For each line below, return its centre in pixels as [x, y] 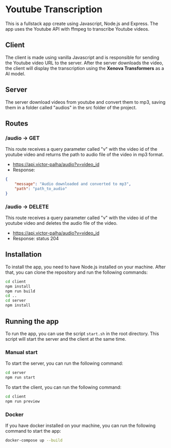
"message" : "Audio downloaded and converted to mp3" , [73, 184]
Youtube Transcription [54, 9]
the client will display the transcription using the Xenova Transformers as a [85, 68]
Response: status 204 [36, 239]
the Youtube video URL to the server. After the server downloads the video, [84, 63]
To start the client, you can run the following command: [63, 387]
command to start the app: [33, 431]
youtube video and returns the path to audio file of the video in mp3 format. [85, 155]
